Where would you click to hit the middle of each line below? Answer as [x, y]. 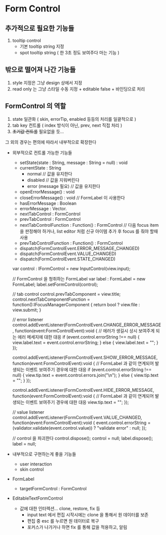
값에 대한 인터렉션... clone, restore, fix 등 [60, 508]
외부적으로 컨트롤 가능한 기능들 [42, 153]
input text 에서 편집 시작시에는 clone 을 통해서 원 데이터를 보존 [88, 515]
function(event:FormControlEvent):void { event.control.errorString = [82, 423]
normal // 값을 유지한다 [50, 174]
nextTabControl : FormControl [50, 214]
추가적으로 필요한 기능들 [40, 28]
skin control [32, 469]
